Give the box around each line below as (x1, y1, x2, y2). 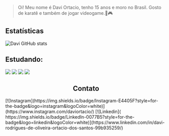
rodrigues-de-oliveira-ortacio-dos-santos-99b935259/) (5, 125, 123, 131)
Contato (73, 84, 99, 93)
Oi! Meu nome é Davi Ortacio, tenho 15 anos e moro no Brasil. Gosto (17, 5, 161, 10)
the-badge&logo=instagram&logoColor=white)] (5, 103, 105, 109)
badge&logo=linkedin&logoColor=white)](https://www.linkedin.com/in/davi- (5, 120, 165, 126)
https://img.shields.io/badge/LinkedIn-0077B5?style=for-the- (5, 114, 135, 120)
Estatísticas (5, 27, 44, 35)
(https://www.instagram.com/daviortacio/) (5, 108, 95, 115)
